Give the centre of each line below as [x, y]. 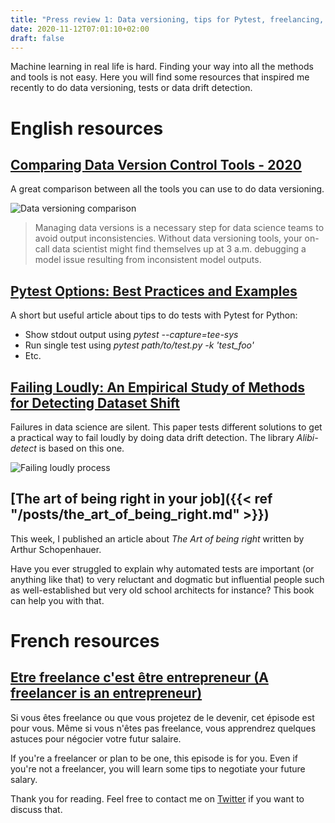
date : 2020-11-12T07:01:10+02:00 [80, 29]
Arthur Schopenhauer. [56, 549]
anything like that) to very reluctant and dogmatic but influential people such [167, 579]
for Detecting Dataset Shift [95, 402]
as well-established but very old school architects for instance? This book [162, 590]
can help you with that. [57, 600]
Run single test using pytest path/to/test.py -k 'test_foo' [139, 345]
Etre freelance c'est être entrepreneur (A [139, 677]
